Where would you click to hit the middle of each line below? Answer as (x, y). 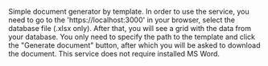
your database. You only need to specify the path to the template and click (132, 37)
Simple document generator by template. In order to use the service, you (129, 12)
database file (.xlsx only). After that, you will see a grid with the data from (130, 28)
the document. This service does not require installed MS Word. (114, 54)
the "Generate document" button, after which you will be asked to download (134, 45)
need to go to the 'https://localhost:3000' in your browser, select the (122, 20)
